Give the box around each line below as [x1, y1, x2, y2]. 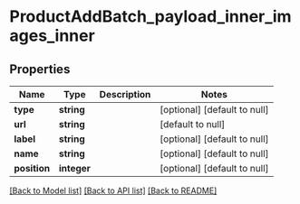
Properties [9, 61, 71, 77]
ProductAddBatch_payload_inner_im [9, 6, 292, 27]
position [14, 162, 51, 174]
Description [99, 88, 151, 100]
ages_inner [9, 25, 95, 46]
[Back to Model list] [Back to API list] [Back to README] [9, 185, 218, 196]
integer [58, 162, 91, 174]
